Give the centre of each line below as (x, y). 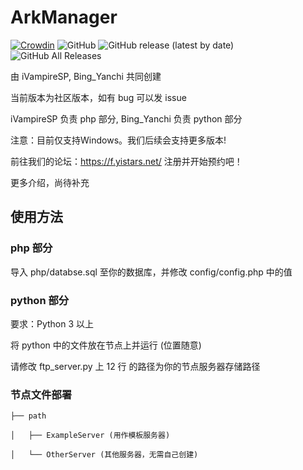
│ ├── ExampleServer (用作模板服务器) (90, 436)
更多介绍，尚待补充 (50, 182)
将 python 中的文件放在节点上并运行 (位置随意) (106, 345)
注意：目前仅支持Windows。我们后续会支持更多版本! (118, 140)
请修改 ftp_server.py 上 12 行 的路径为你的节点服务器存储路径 (135, 366)
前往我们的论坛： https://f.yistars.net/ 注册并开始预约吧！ (126, 161)
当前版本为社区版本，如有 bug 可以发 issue (98, 97)
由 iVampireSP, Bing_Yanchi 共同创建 (86, 76)
